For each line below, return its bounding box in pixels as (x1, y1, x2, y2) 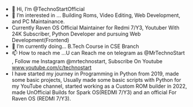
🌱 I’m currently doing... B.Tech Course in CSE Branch (11, 43, 139, 50)
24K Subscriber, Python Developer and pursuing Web (11, 30, 142, 37)
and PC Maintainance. (11, 18, 66, 25)
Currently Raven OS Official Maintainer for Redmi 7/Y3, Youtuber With (11, 24, 180, 31)
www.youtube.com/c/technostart (11, 64, 92, 71)
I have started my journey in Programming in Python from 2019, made (11, 70, 180, 77)
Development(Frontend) (11, 37, 70, 43)
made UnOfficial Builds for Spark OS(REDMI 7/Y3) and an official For (11, 89, 177, 96)
